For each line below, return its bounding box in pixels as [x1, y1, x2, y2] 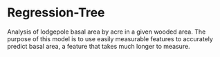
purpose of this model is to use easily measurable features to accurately [7, 34, 213, 43]
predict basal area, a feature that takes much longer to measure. [7, 42, 190, 50]
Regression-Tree [7, 5, 105, 21]
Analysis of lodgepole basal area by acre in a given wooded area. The [7, 27, 206, 36]
